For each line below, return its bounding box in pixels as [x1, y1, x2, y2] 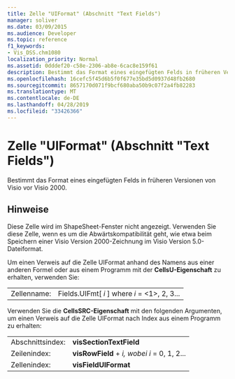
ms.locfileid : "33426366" [7, 108, 83, 115]
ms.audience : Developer [7, 29, 77, 37]
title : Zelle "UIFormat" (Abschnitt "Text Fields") [7, 10, 161, 17]
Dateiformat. [7, 244, 43, 252]
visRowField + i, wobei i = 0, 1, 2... [72, 348, 187, 358]
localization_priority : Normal [7, 56, 99, 63]
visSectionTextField [72, 337, 140, 347]
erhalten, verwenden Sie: [7, 273, 80, 281]
